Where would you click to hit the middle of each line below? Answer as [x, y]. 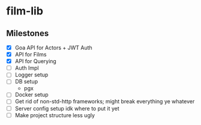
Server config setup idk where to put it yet [67, 108]
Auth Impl [27, 68]
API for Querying [36, 61]
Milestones [28, 33]
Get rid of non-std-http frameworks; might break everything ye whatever [105, 102]
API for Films [31, 55]
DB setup [26, 82]
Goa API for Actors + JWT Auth [54, 47]
